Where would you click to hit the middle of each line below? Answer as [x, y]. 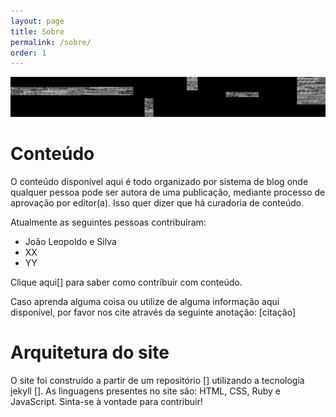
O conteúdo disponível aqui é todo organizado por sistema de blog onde [159, 182]
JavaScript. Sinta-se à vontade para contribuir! [106, 402]
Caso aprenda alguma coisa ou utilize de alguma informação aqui [145, 302]
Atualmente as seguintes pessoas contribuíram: [108, 222]
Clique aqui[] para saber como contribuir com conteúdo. [126, 282]
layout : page [37, 21]
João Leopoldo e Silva [70, 242]
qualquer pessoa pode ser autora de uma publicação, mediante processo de [168, 192]
